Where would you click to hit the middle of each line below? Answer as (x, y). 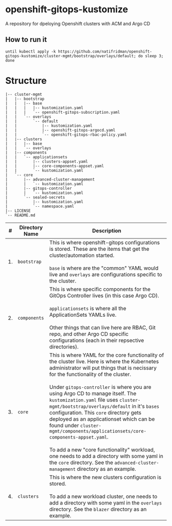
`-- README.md (20, 215)
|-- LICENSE (18, 211)
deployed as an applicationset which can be (102, 419)
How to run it (26, 40)
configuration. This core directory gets (95, 412)
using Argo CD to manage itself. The (93, 393)
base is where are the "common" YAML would (104, 268)
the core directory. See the (81, 463)
